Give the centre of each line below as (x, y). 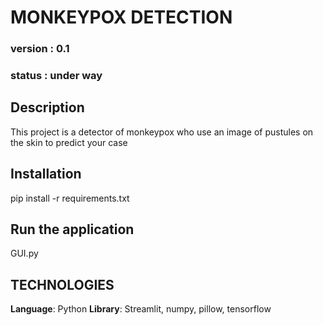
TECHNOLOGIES (62, 284)
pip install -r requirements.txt (70, 198)
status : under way (56, 76)
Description (47, 107)
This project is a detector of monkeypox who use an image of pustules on (162, 132)
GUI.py (24, 253)
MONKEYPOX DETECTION (121, 17)
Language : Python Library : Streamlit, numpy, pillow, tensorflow (141, 309)
